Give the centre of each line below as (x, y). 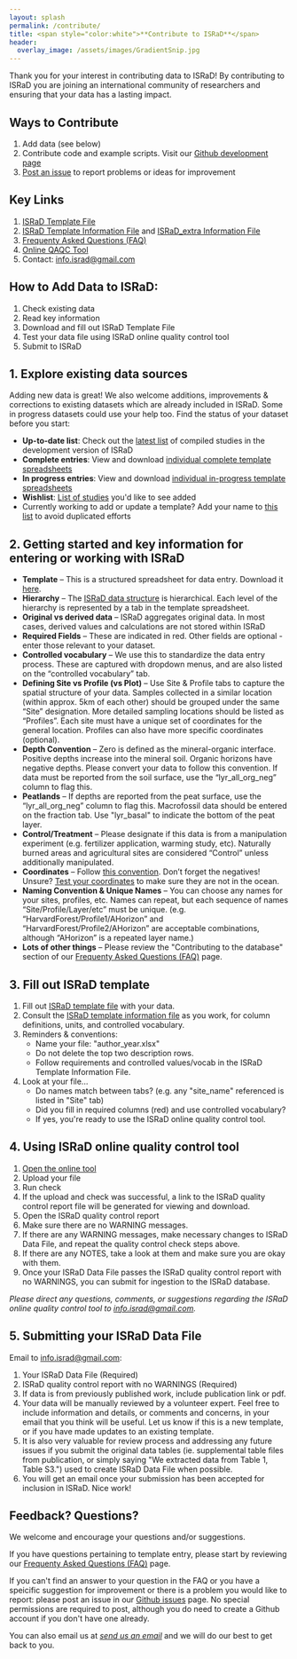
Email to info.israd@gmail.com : (66, 1357)
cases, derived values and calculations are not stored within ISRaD (144, 627)
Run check (42, 1187)
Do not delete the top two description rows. (114, 1053)
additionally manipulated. (68, 863)
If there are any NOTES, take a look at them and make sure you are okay (153, 1253)
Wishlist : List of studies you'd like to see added (109, 497)
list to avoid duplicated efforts (76, 517)
